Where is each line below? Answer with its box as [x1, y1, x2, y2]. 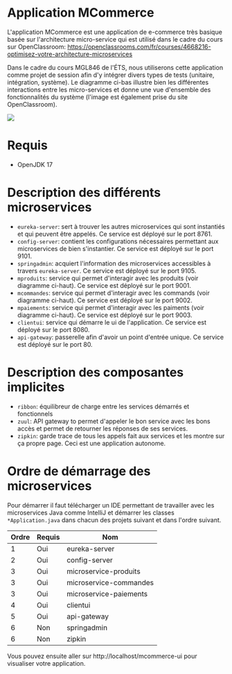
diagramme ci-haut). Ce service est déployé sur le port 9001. [17, 281, 192, 289]
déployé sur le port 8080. [17, 325, 90, 334]
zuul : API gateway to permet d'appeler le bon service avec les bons [17, 417, 211, 425]
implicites [7, 379, 65, 395]
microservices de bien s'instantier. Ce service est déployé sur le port [17, 244, 214, 252]
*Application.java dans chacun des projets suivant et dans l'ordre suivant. [7, 515, 222, 524]
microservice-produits [66, 567, 141, 576]
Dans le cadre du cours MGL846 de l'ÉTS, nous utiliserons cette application [7, 63, 224, 71]
